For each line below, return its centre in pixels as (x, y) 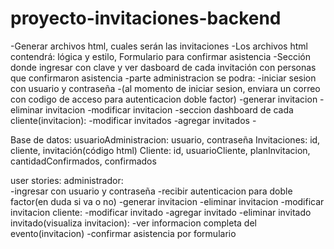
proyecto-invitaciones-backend (146, 18)
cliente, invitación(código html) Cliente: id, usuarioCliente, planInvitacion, (160, 150)
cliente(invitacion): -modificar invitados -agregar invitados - (133, 120)
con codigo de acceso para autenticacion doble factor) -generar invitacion (164, 99)
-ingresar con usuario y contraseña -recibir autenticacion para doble (151, 191)
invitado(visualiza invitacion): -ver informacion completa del (133, 223)
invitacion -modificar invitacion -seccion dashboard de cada (169, 109)
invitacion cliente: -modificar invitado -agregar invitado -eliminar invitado (161, 212)
